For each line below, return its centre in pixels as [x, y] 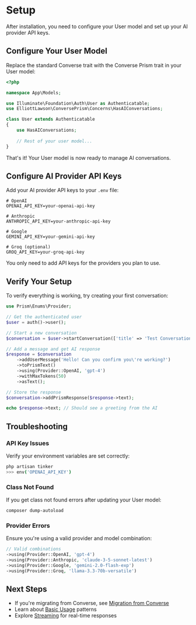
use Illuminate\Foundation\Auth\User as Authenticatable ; [78, 103]
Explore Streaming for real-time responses [66, 616]
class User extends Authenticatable [50, 119]
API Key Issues [28, 443]
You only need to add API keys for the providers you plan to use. [83, 263]
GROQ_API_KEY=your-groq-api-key [45, 252]
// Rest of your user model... [55, 141]
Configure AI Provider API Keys [64, 176]
